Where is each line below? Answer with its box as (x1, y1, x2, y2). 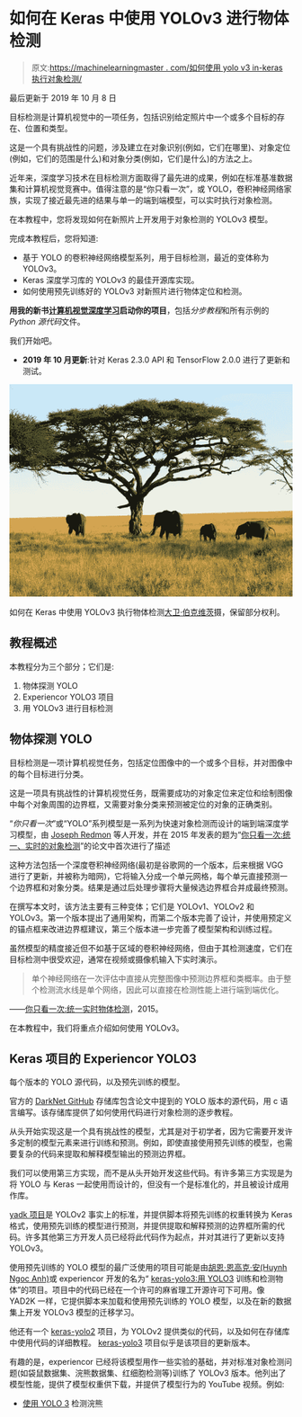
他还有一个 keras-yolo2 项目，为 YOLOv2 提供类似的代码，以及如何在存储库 (9, 1326, 290, 1337)
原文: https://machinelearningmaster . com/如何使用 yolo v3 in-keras (31, 62, 283, 73)
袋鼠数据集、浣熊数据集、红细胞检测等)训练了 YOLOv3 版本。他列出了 (28, 1368, 287, 1378)
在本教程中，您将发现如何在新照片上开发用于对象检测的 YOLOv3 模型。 (9, 213, 273, 225)
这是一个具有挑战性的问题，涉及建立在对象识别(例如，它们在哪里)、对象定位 (9, 141, 291, 153)
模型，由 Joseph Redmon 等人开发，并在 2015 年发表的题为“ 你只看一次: (16, 829, 283, 840)
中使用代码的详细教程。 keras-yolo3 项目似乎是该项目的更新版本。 (9, 1337, 255, 1349)
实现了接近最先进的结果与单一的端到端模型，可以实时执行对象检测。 (24, 194, 277, 205)
